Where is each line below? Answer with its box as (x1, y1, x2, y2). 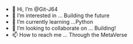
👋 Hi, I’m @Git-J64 (11, 6, 58, 12)
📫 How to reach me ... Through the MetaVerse (11, 32, 128, 38)
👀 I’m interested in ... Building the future (11, 12, 110, 19)
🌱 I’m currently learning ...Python (11, 18, 93, 25)
